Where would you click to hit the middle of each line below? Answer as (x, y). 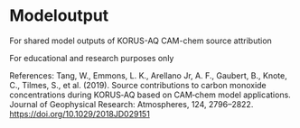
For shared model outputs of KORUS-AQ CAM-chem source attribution (141, 41)
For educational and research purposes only (92, 58)
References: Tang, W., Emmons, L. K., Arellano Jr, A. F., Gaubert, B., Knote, (148, 75)
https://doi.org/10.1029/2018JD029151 (80, 114)
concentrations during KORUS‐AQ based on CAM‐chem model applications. (150, 95)
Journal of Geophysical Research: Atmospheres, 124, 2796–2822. (131, 104)
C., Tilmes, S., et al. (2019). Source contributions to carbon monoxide (138, 85)
